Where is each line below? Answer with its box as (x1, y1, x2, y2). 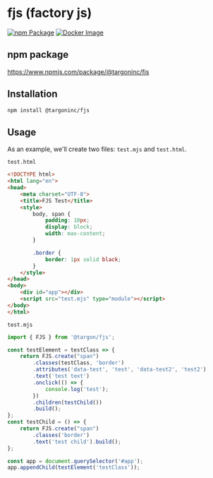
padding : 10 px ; (44, 217, 90, 224)
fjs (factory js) (7, 5, 92, 21)
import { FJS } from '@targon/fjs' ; (7, 333, 115, 340)
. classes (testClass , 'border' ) (32, 359, 125, 366)
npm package (7, 49, 69, 61)
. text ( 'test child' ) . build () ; (32, 438, 121, 446)
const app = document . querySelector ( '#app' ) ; (7, 458, 143, 465)
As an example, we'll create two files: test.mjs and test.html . (7, 145, 187, 153)
